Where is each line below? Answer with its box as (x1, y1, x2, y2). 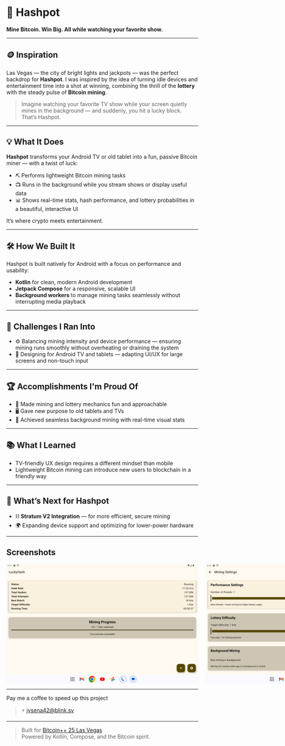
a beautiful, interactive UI (15, 205, 79, 212)
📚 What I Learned (6, 440, 76, 451)
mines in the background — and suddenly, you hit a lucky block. (21, 107, 182, 114)
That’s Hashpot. (21, 113, 61, 121)
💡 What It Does (6, 137, 64, 147)
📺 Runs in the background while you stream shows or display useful (15, 181, 188, 188)
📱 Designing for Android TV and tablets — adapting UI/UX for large (15, 351, 183, 358)
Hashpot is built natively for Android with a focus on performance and (6, 260, 181, 268)
